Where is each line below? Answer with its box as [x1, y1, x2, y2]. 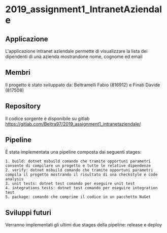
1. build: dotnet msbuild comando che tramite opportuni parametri [5, 159, 151, 164]
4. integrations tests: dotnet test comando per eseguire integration [5, 186, 158, 191]
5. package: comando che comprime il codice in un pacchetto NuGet [5, 194, 151, 199]
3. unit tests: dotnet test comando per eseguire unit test [5, 181, 136, 186]
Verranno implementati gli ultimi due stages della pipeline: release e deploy [5, 222, 162, 228]
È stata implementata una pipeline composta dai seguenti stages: [5, 149, 142, 155]
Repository [5, 102, 41, 110]
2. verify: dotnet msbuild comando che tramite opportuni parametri [5, 168, 153, 173]
